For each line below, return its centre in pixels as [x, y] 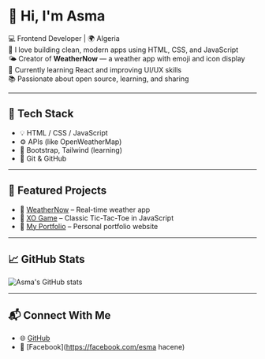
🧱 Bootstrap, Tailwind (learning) [71, 150]
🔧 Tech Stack [41, 114]
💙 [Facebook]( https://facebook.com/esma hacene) [102, 347]
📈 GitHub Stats [47, 259]
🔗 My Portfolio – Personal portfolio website [89, 226]
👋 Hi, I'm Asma [57, 16]
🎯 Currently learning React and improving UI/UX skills [95, 69]
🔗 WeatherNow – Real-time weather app [85, 209]
